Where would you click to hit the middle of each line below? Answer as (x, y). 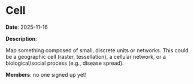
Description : (21, 38)
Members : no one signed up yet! (46, 74)
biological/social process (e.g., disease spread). (65, 63)
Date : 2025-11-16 (27, 27)
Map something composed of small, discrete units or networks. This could (97, 50)
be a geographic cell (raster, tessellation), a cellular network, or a (86, 56)
